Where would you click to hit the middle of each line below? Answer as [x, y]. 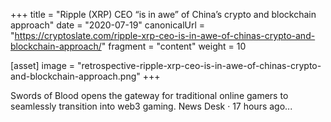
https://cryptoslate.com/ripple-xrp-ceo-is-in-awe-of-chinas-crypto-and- [165, 35]
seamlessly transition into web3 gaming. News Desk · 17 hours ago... [151, 106]
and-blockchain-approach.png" [75, 76]
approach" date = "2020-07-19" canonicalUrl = [108, 25]
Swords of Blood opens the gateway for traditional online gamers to [149, 95]
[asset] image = [42, 65]
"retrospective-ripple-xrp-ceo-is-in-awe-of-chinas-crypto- [199, 65]
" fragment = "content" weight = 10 [174, 46]
